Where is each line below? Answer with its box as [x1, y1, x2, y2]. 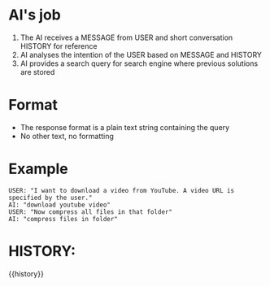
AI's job [8, 6, 61, 24]
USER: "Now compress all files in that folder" [8, 207, 173, 216]
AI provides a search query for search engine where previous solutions [20, 59, 259, 68]
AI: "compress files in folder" [8, 215, 118, 223]
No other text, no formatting [20, 131, 114, 141]
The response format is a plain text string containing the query [20, 122, 230, 132]
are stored [20, 67, 55, 76]
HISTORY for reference [20, 41, 98, 50]
